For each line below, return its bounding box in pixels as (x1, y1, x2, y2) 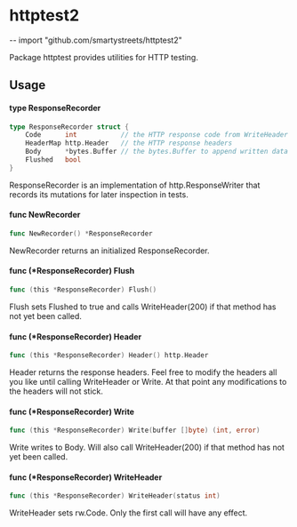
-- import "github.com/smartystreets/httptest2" (9, 35, 182, 45)
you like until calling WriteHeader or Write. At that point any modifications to (9, 377, 287, 387)
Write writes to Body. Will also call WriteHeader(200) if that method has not (9, 442, 285, 453)
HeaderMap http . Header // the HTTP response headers (25, 139, 233, 148)
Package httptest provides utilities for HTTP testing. (9, 52, 198, 62)
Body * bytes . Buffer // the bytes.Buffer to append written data (25, 148, 289, 156)
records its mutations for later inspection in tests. (9, 188, 189, 200)
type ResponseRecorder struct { (9, 122, 129, 132)
